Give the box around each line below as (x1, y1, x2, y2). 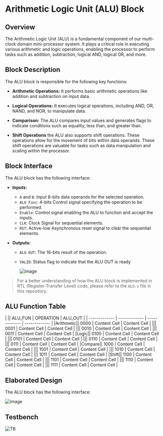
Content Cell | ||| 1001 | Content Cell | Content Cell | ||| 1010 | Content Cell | (5, 346, 155, 352)
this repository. (17, 288, 47, 294)
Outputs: (12, 240, 31, 246)
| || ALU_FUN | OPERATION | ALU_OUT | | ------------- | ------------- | (5, 315, 146, 321)
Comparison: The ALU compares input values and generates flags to (12, 117, 151, 123)
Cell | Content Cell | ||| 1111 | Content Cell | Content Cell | (5, 362, 118, 368)
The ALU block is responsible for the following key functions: (5, 78, 128, 84)
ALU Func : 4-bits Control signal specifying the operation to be (19, 199, 143, 205)
